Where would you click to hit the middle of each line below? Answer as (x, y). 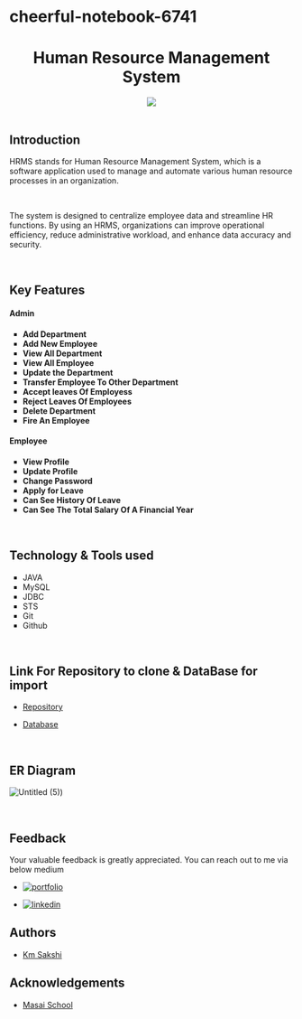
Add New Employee (60, 343)
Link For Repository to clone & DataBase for (134, 671)
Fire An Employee (56, 420)
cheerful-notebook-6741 (103, 17)
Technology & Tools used (82, 556)
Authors (33, 933)
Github (35, 625)
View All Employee (58, 362)
